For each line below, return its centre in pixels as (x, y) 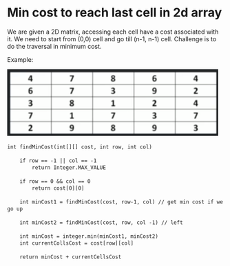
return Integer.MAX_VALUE (69, 167)
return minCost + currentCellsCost (71, 257)
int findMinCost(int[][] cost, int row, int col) (80, 147)
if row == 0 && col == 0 (55, 181)
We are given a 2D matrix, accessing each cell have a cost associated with (113, 32)
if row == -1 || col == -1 (58, 160)
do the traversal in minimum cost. (54, 46)
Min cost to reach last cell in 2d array (115, 13)
